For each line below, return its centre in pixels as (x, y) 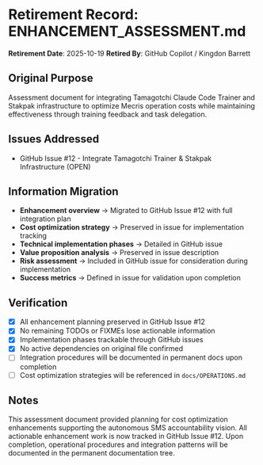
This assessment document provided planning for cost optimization (118, 419)
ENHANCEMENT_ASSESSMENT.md (127, 31)
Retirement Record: (73, 15)
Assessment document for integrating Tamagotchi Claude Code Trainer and (132, 97)
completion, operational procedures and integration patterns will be (118, 444)
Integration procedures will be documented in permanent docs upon (131, 357)
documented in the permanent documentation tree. (92, 453)
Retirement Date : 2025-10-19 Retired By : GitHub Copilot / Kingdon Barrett (130, 53)
